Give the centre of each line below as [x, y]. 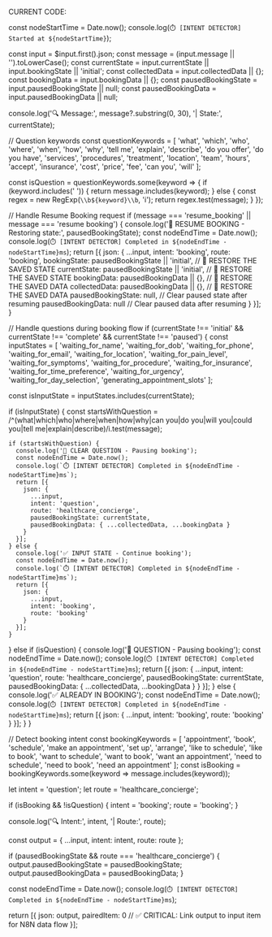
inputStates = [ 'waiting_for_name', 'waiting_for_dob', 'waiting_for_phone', [131, 345]
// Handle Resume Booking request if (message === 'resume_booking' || [130, 215]
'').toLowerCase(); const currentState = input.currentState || [109, 63]
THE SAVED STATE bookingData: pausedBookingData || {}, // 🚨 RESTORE [131, 278]
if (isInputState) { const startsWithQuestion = [83, 411]
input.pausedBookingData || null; [63, 97]
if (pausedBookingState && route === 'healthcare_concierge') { [114, 856]
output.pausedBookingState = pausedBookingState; [95, 864]
